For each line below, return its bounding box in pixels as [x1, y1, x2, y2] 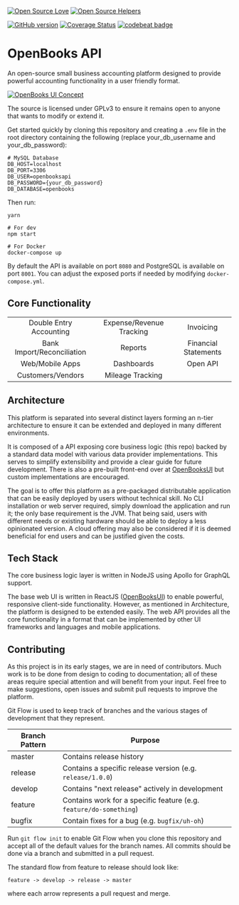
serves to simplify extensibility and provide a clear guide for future [7, 457, 202, 466]
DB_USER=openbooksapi [7, 173, 72, 180]
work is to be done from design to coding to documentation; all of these [7, 670, 218, 679]
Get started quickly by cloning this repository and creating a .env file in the [7, 125, 226, 134]
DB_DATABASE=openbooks [7, 185, 75, 192]
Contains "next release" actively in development [62, 784, 223, 794]
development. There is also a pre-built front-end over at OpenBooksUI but [7, 465, 224, 474]
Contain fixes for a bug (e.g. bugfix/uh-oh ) [62, 816, 204, 826]
